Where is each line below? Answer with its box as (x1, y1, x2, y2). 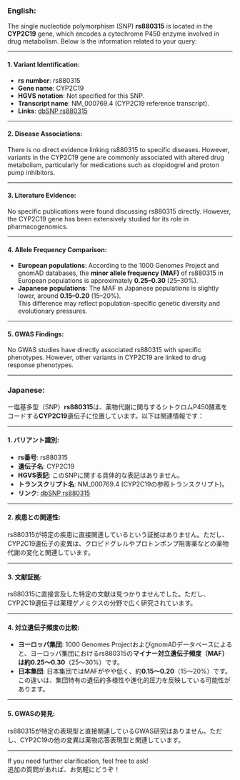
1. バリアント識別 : (7, 436, 59, 444)
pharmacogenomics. (7, 222, 69, 231)
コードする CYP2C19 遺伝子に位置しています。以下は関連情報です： (7, 411, 205, 420)
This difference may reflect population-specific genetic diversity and (17, 299, 220, 308)
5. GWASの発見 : (7, 709, 56, 718)
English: (7, 6, 37, 16)
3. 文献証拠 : (7, 572, 42, 581)
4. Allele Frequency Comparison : (7, 245, 107, 254)
